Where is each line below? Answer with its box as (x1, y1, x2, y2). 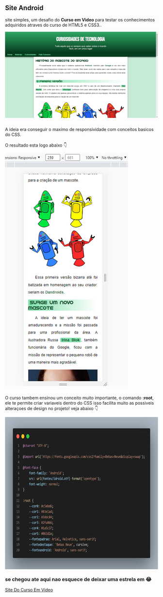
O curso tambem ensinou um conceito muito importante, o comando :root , (5, 394, 154, 401)
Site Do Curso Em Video (5, 587, 53, 593)
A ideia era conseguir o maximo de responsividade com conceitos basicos (5, 127, 154, 132)
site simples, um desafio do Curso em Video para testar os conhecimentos (5, 17, 155, 22)
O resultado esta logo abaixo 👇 (5, 142, 67, 148)
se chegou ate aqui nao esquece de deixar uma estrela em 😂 (5, 576, 152, 582)
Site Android (5, 4, 44, 12)
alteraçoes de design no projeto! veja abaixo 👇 (5, 405, 98, 411)
